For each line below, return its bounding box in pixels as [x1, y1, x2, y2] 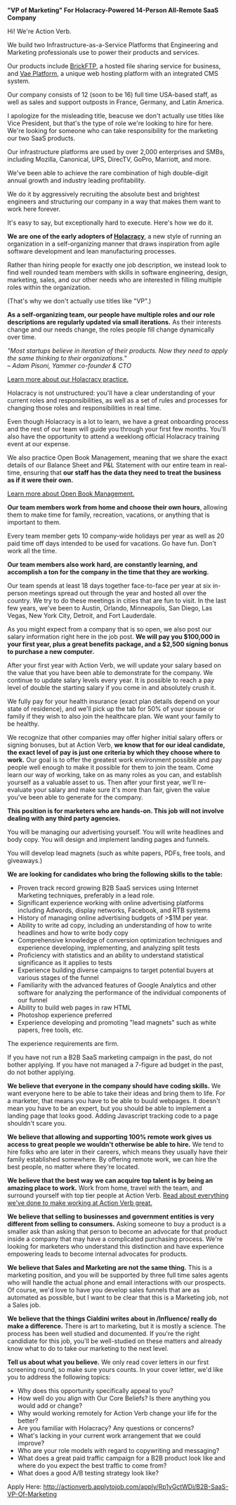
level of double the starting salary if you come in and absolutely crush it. [7, 684, 216, 692]
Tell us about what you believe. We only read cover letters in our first [7, 1358, 209, 1366]
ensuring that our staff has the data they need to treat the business [23, 468, 221, 477]
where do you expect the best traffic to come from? [17, 1461, 167, 1470]
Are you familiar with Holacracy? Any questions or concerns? [17, 1424, 195, 1432]
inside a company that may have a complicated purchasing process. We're [7, 1235, 223, 1243]
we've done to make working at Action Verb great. [7, 1199, 152, 1207]
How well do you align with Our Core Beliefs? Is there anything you [17, 1394, 211, 1402]
